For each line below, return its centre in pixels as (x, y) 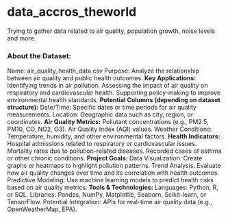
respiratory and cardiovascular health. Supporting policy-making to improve (114, 93)
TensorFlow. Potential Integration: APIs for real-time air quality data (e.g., (110, 202)
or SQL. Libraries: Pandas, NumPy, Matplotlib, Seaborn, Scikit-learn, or (107, 195)
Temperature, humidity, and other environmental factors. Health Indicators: (114, 136)
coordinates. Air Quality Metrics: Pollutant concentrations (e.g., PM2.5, (108, 122)
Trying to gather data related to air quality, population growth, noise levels (111, 31)
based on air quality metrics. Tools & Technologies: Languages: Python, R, (113, 187)
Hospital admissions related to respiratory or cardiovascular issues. (102, 144)
